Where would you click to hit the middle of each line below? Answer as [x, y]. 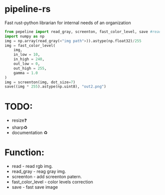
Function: [25, 152]
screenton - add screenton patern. [47, 177]
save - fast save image [35, 187]
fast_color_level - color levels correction [52, 182]
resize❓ [19, 120]
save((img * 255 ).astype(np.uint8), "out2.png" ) [55, 87]
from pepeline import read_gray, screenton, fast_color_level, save [76, 32]
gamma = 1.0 [26, 73]
